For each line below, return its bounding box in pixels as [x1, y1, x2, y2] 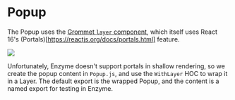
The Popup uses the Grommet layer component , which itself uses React [7, 27, 217, 36]
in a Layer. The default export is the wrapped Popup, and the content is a [7, 77, 219, 85]
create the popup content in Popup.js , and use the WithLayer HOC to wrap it [7, 69, 228, 77]
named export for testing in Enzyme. [7, 84, 114, 92]
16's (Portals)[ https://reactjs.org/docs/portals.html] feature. [7, 35, 180, 43]
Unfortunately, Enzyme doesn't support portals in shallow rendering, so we [7, 61, 226, 70]
